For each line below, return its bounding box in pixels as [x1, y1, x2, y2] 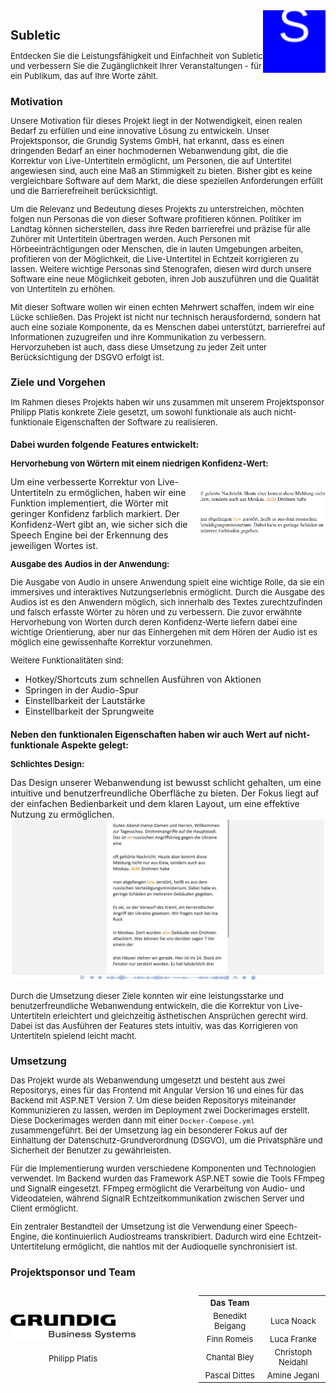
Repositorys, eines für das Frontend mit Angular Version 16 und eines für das [10, 1085, 305, 1096]
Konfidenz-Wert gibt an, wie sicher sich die [10, 519, 188, 531]
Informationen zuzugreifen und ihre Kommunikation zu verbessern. [10, 332, 267, 343]
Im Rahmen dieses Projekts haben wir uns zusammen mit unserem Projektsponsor [10, 396, 325, 408]
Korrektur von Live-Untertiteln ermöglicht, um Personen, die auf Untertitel [10, 155, 292, 167]
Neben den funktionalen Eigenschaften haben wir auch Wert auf [10, 728, 283, 740]
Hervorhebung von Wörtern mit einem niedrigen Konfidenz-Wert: [10, 458, 269, 469]
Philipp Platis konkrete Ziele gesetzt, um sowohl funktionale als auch [10, 406, 272, 418]
